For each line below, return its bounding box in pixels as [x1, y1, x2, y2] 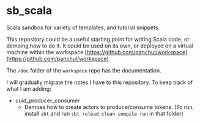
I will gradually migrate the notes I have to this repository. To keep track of [6, 79, 193, 86]
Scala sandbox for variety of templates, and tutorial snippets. [6, 24, 160, 31]
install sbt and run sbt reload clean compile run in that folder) [24, 110, 183, 117]
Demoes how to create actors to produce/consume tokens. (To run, [24, 103, 194, 110]
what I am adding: [6, 85, 52, 92]
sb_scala [6, 4, 53, 18]
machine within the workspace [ [6, 48, 87, 55]
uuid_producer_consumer [15, 97, 80, 104]
